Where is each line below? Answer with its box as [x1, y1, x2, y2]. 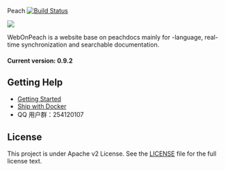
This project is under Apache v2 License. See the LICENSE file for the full [7, 149, 217, 158]
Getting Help [7, 76, 63, 88]
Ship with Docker [17, 102, 67, 111]
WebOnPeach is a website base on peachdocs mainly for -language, [7, 33, 203, 41]
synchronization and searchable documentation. [21, 40, 160, 49]
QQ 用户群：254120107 [17, 111, 84, 119]
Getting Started [17, 95, 61, 104]
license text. [7, 157, 42, 165]
